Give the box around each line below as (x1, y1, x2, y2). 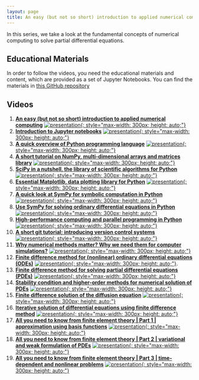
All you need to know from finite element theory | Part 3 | (15, 355, 158, 362)
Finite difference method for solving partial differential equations (15, 266, 178, 273)
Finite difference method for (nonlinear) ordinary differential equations (15, 254, 193, 261)
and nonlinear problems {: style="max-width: (44, 361, 193, 368)
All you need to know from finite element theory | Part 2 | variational (15, 336, 185, 343)
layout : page (6, 8, 39, 15)
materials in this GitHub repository (6, 82, 90, 90)
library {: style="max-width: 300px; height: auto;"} (15, 159, 176, 167)
